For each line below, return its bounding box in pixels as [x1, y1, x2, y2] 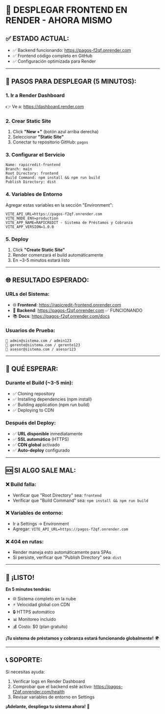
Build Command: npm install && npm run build [5, 175, 100, 180]
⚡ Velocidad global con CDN [12, 601, 70, 607]
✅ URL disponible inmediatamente [12, 430, 83, 436]
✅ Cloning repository [12, 390, 55, 396]
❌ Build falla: [5, 481, 36, 488]
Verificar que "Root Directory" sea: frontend [12, 492, 102, 498]
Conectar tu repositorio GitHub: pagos [12, 139, 89, 145]
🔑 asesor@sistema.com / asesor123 [5, 347, 76, 352]
